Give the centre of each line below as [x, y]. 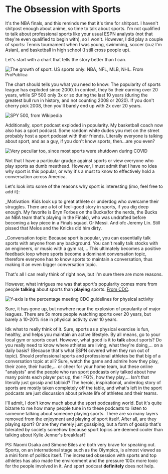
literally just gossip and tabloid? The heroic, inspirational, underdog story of [83, 382]
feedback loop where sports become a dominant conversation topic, [76, 254]
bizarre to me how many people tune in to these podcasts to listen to [76, 408]
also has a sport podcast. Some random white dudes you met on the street [82, 130]
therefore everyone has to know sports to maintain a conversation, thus [79, 259]
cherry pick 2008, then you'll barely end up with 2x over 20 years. [73, 105]
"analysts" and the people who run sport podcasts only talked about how [81, 372]
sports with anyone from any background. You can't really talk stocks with [82, 243]
